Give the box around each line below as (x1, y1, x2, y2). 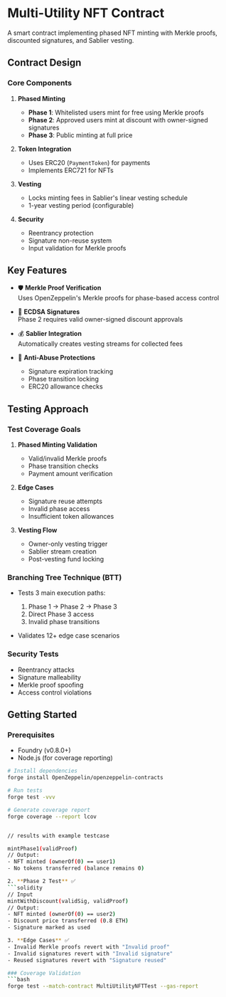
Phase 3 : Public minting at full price (28, 130, 133, 139)
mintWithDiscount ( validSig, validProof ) (7, 897, 129, 904)
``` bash (7, 976, 31, 983)
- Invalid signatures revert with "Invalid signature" (7, 950, 173, 957)
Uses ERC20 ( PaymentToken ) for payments (28, 158, 151, 167)
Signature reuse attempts (28, 497, 103, 506)
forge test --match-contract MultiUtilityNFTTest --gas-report (7, 983, 199, 990)
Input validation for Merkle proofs (28, 243, 127, 252)
